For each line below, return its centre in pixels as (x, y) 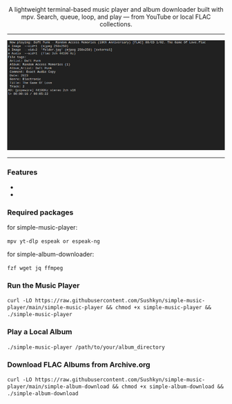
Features (22, 172)
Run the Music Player (43, 286)
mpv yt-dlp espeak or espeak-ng (54, 241)
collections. (116, 24)
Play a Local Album (40, 332)
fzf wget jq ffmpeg (35, 268)
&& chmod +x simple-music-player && (159, 308)
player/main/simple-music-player (55, 308)
